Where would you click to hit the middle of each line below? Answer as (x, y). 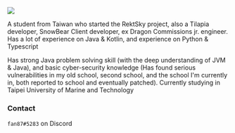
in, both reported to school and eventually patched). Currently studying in (114, 82)
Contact (21, 108)
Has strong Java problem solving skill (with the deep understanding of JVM (117, 60)
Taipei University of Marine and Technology (70, 90)
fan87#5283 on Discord (40, 124)
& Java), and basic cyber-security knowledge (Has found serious (101, 68)
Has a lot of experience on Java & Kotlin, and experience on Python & (108, 39)
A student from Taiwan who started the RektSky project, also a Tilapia (108, 24)
